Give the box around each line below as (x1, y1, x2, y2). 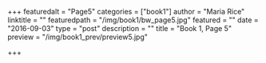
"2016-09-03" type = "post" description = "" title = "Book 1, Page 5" (7, 24, 232, 33)
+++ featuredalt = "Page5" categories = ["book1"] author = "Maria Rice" (7, 7, 245, 16)
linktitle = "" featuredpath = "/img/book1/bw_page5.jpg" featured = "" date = (7, 15, 259, 25)
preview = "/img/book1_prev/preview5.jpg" (7, 32, 149, 41)
